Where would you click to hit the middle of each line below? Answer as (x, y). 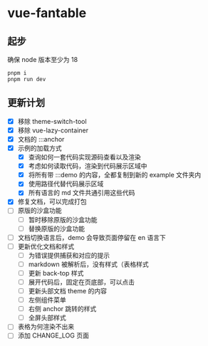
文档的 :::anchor (41, 139)
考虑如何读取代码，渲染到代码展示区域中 (88, 166)
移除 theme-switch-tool (52, 121)
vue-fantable (47, 13)
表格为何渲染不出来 (46, 327)
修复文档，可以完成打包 (52, 201)
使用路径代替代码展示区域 (66, 184)
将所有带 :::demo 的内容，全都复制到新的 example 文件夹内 (115, 175)
